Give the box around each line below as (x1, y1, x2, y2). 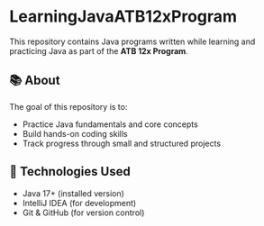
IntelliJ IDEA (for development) (22, 197, 137, 208)
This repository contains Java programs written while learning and (9, 36, 256, 47)
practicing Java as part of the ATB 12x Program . (9, 45, 189, 56)
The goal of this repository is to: (9, 101, 128, 112)
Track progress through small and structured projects (22, 138, 222, 149)
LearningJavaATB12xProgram (9, 6, 237, 27)
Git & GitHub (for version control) (22, 207, 145, 218)
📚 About (9, 73, 60, 88)
